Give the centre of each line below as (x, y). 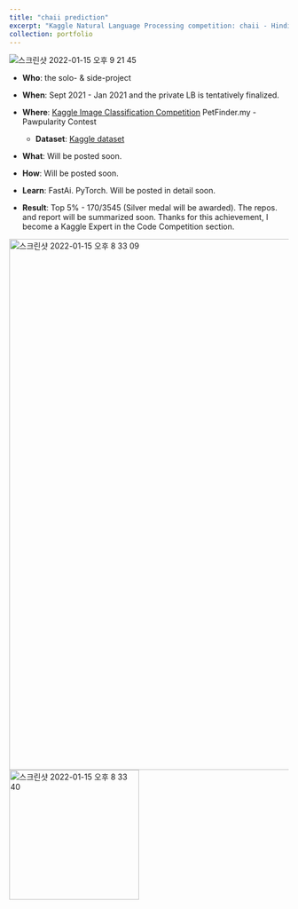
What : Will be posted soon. (72, 156)
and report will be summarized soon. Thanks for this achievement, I (145, 217)
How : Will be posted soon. (71, 173)
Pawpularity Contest (59, 122)
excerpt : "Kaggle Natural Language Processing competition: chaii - (138, 26)
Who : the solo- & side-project (76, 78)
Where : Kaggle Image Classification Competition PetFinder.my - (139, 113)
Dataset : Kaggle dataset (80, 139)
